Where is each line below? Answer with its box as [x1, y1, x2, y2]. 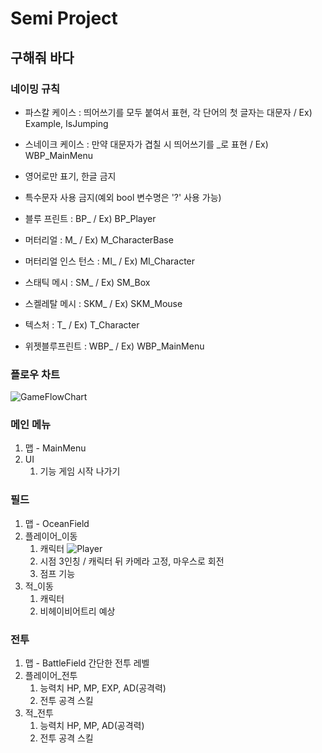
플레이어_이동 [24, 530, 78, 542]
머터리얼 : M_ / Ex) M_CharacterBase [24, 233, 174, 246]
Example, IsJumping [24, 117, 109, 129]
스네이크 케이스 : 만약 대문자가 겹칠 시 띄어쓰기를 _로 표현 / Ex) [24, 138, 269, 150]
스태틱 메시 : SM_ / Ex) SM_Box [24, 276, 151, 288]
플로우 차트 [10, 367, 61, 381]
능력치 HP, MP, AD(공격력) [39, 720, 145, 732]
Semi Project [10, 7, 118, 30]
